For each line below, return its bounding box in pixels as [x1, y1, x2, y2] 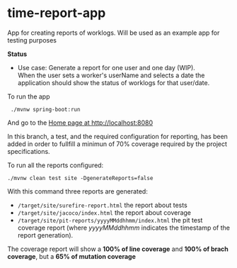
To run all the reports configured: [7, 161, 104, 169]
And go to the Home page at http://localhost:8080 [7, 118, 154, 127]
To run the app [7, 92, 50, 101]
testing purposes [7, 35, 57, 44]
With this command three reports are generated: [7, 186, 149, 196]
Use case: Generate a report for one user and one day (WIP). [17, 63, 196, 72]
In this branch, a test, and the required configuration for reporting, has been [7, 132, 229, 140]
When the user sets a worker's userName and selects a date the [17, 71, 205, 79]
